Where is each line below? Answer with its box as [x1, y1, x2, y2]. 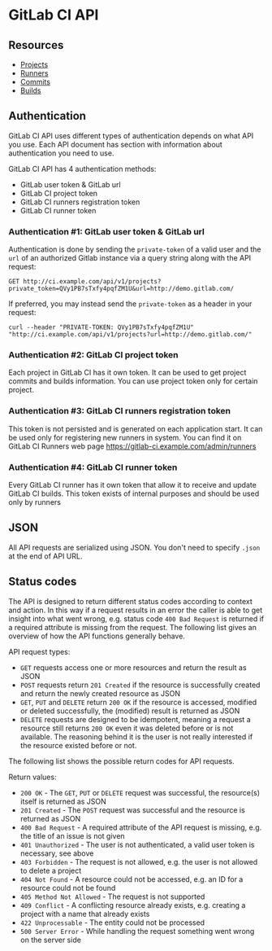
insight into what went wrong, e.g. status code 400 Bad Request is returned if [8, 613, 265, 624]
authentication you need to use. [8, 148, 114, 158]
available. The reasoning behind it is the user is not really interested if [19, 731, 253, 742]
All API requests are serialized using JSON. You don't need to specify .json [8, 542, 261, 552]
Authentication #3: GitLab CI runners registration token [8, 405, 231, 417]
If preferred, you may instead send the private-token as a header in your [8, 299, 253, 309]
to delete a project [19, 866, 82, 875]
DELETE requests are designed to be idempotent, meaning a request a [19, 714, 251, 724]
